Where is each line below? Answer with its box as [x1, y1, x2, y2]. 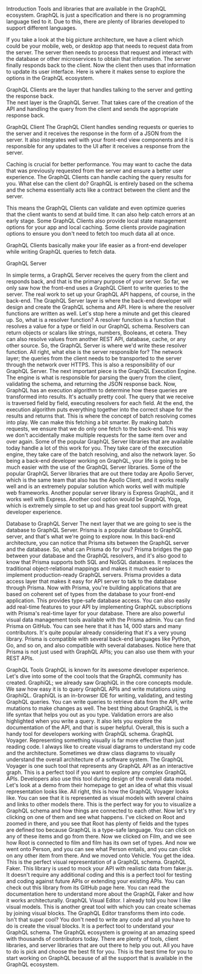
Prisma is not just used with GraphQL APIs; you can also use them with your [6, 648, 195, 655]
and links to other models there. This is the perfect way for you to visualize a [6, 801, 197, 808]
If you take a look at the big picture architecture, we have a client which [6, 36, 184, 43]
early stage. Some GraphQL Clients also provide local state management [6, 217, 187, 224]
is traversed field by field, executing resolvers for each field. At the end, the [6, 400, 194, 406]
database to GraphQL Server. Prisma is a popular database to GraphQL [6, 527, 183, 533]
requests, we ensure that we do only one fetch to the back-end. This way [6, 425, 188, 432]
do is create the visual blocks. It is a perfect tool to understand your [6, 922, 174, 929]
